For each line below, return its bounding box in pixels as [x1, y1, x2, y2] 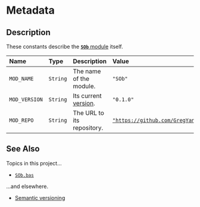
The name [73, 67, 101, 75]
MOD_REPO [9, 117, 34, 124]
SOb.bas [14, 172, 34, 178]
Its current [73, 92, 102, 100]
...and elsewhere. [6, 183, 49, 190]
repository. [73, 124, 104, 131]
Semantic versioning [14, 194, 65, 201]
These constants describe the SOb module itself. [6, 43, 123, 50]
